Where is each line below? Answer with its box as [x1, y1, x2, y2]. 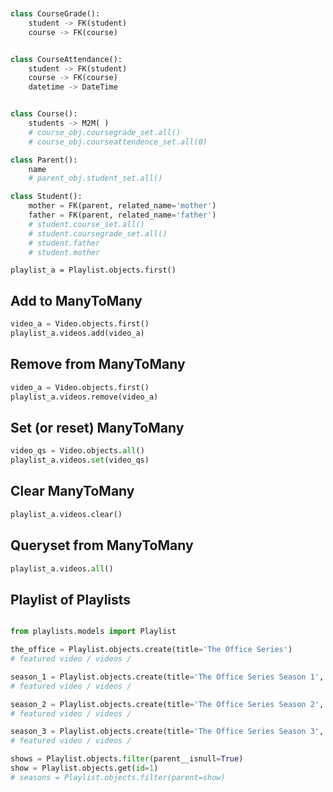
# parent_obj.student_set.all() [28, 173, 163, 184]
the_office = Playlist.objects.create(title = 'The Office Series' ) [10, 645, 293, 655]
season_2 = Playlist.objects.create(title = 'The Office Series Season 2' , [10, 699, 325, 709]
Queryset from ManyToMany [10, 537, 194, 554]
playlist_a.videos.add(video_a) [10, 328, 145, 339]
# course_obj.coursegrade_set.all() [28, 127, 182, 137]
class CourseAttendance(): [10, 54, 123, 64]
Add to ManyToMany [10, 292, 143, 309]
